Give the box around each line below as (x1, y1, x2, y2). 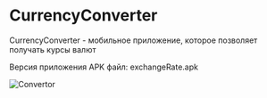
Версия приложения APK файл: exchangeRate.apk (9, 61, 199, 72)
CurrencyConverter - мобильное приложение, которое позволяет (9, 35, 258, 45)
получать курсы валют (9, 44, 96, 54)
